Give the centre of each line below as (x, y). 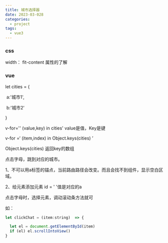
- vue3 (17, 33)
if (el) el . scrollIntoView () (40, 231)
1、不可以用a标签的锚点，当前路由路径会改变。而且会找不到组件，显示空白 (82, 170)
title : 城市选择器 (23, 10)
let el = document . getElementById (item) (52, 226)
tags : (11, 29)
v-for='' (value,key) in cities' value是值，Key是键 (55, 128)
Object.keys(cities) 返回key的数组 (40, 148)
